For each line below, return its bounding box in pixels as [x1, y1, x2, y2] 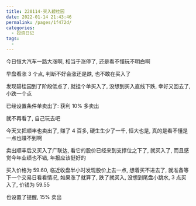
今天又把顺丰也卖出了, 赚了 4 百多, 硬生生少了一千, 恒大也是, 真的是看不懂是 [6, 127, 188, 134]
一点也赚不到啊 [6, 134, 42, 141]
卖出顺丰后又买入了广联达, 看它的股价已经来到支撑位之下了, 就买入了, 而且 [6, 146, 184, 153]
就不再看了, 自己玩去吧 [6, 114, 60, 121]
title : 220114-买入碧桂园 [6, 8, 65, 15]
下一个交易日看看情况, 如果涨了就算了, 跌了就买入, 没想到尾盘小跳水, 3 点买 [6, 173, 187, 181]
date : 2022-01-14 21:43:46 [6, 14, 72, 20]
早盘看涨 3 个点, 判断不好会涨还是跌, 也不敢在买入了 [6, 70, 131, 77]
